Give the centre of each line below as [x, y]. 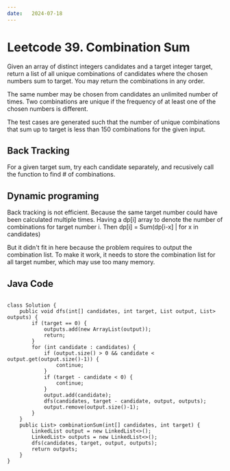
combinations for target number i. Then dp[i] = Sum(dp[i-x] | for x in [103, 227]
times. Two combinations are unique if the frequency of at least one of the [112, 101]
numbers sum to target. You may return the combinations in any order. [106, 81]
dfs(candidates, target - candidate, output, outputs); [125, 401]
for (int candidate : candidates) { [84, 347]
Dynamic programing [53, 196]
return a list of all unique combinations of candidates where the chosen [107, 73]
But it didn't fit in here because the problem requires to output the [100, 248]
